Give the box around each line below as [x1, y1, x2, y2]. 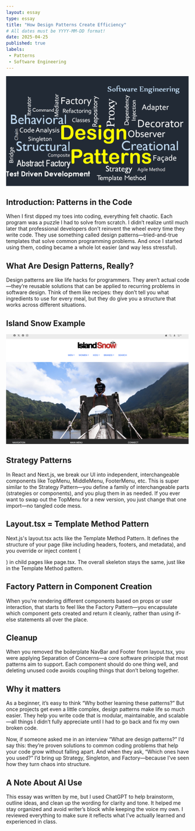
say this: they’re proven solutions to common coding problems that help [6, 742, 179, 749]
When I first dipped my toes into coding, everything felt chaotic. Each [6, 213, 173, 220]
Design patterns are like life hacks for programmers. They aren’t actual [6, 276, 176, 283]
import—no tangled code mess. [6, 502, 82, 509]
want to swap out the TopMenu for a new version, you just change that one [6, 495, 187, 503]
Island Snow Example [6, 318, 86, 328]
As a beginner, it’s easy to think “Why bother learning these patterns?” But [6, 700, 184, 707]
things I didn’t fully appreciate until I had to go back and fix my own [18, 718, 180, 726]
